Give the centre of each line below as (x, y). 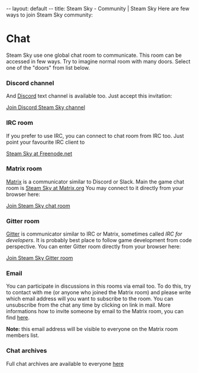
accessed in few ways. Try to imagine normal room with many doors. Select (98, 61)
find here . (18, 318)
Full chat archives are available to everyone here (65, 364)
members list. (23, 335)
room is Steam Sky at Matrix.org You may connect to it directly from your (95, 188)
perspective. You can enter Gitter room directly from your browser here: (94, 247)
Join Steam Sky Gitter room (40, 258)
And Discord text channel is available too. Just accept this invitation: (89, 96)
